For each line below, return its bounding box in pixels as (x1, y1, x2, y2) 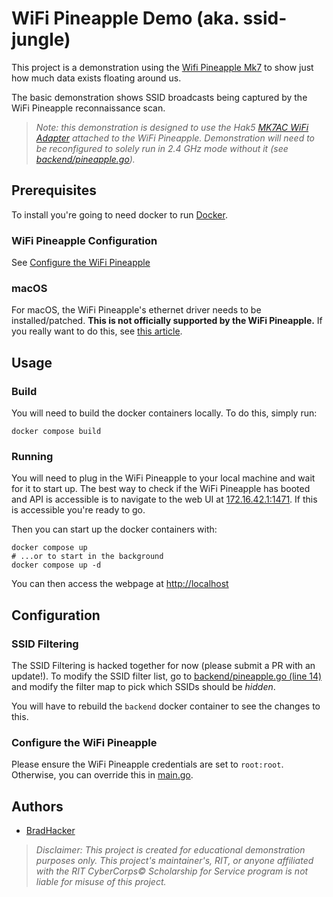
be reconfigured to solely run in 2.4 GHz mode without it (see (35, 142, 289, 154)
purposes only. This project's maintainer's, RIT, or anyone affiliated (35, 855, 314, 867)
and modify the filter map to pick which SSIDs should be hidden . (11, 681, 276, 693)
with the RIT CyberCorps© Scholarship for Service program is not (35, 865, 309, 877)
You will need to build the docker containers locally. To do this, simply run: (11, 407, 318, 419)
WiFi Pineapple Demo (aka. (11, 7, 239, 30)
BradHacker (25, 825, 76, 837)
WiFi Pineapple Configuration (11, 233, 158, 247)
